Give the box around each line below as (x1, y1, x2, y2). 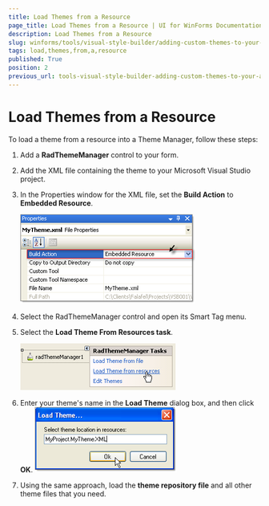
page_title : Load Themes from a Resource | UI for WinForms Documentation (8, 21, 263, 30)
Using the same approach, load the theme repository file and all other (19, 480, 252, 490)
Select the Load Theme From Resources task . (19, 327, 174, 337)
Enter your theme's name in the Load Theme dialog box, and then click (19, 398, 255, 407)
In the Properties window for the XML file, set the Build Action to (19, 190, 234, 199)
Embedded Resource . (19, 198, 94, 208)
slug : (8, 39, 26, 47)
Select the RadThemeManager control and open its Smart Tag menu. (19, 312, 247, 321)
